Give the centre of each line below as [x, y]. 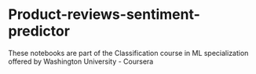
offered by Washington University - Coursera [81, 61]
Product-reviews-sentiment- [104, 15]
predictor [39, 31]
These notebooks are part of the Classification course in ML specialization [128, 53]
